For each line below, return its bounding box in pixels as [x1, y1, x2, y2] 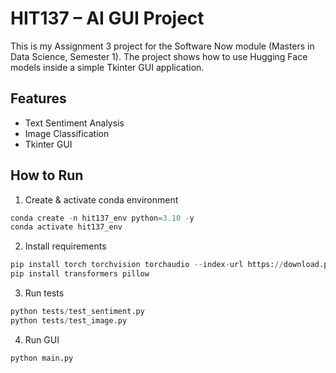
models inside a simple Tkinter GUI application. [10, 61, 205, 73]
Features [10, 90, 67, 107]
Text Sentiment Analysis [24, 117, 125, 129]
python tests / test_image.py [10, 315, 128, 326]
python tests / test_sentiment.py [10, 307, 145, 317]
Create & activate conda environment [24, 193, 179, 206]
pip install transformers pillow [10, 269, 150, 279]
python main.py [10, 353, 74, 363]
